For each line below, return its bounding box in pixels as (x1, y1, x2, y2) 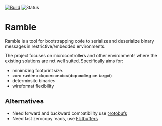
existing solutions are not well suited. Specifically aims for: (5, 58, 124, 64)
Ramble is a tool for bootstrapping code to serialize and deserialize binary (5, 38, 154, 44)
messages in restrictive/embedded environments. (5, 43, 106, 49)
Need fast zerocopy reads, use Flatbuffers (12, 115, 98, 121)
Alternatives (5, 97, 44, 105)
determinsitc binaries (12, 77, 55, 83)
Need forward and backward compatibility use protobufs (12, 110, 127, 116)
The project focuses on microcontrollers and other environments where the (5, 52, 157, 58)
